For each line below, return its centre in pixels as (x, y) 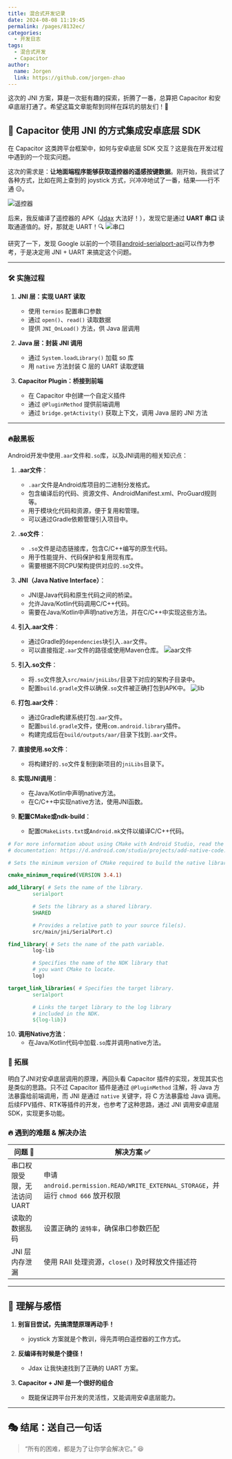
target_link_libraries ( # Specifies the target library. (91, 988)
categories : (25, 33)
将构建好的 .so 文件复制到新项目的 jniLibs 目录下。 (98, 764)
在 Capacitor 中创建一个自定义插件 (77, 396)
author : (19, 65)
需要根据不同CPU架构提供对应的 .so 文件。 (87, 565)
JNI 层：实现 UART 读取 (51, 296)
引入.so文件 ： (38, 664)
